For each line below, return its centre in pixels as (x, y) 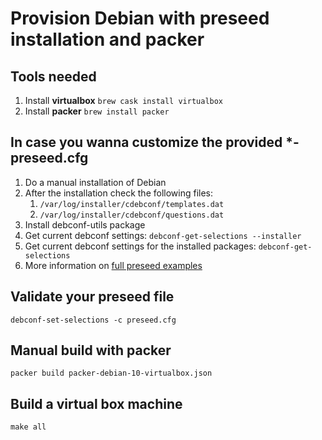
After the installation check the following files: (119, 193)
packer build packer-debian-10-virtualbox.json (111, 373)
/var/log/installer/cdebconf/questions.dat (132, 215)
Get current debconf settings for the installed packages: (140, 246)
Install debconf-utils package (85, 224)
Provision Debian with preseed (140, 18)
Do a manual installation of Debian (95, 182)
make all (28, 427)
